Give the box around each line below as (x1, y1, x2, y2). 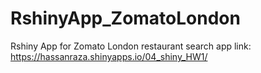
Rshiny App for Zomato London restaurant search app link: (10, 40, 252, 52)
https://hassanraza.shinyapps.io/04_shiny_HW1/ (10, 50, 208, 62)
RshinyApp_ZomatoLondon (10, 7, 241, 30)
